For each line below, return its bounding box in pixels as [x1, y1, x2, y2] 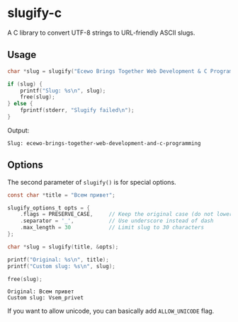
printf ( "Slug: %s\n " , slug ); [20, 87, 106, 94]
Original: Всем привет [7, 288, 74, 295]
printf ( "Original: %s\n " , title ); [7, 256, 110, 263]
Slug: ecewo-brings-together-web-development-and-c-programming [7, 139, 201, 146]
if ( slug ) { [7, 80, 42, 88]
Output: [7, 126, 30, 134]
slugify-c [7, 5, 62, 21]
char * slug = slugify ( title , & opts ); [7, 243, 119, 251]
